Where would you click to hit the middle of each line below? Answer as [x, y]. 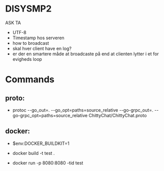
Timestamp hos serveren [38, 38]
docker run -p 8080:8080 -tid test [48, 163]
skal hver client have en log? [42, 48]
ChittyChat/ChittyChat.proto [118, 115]
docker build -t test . [34, 153]
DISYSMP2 [28, 9]
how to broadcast [31, 43]
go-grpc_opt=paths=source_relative [50, 115]
